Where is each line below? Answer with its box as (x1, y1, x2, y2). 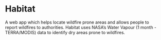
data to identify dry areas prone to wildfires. (37, 29, 125, 35)
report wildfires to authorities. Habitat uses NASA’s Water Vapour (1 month (5, 24, 153, 30)
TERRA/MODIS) (5, 29, 36, 35)
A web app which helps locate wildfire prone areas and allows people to (5, 19, 149, 25)
